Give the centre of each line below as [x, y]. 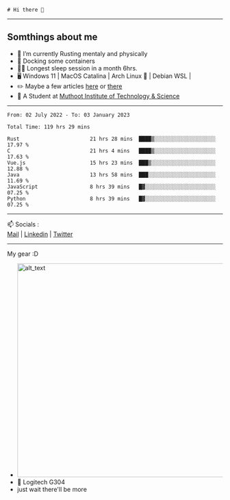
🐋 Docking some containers [56, 61]
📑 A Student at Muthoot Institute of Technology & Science [98, 96]
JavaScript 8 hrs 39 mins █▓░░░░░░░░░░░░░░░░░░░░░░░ [111, 187]
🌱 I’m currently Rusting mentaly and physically [82, 53]
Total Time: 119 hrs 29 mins [49, 127]
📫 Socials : [23, 224]
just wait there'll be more [52, 489]
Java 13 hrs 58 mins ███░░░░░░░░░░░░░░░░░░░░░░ [111, 174]
